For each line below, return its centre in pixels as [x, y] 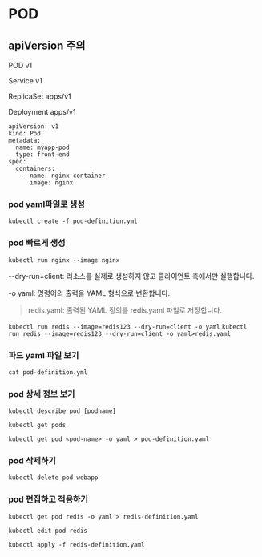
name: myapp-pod [42, 147]
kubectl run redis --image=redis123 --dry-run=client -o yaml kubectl [128, 327]
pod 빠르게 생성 [37, 243]
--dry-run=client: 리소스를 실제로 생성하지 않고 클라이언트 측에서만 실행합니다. [131, 276]
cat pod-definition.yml [48, 372]
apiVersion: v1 [34, 127]
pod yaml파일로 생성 [47, 204]
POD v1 [20, 65]
